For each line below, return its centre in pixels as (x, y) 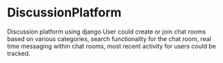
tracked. (19, 53)
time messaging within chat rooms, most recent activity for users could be (112, 46)
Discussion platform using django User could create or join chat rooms (107, 32)
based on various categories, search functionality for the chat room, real (109, 38)
